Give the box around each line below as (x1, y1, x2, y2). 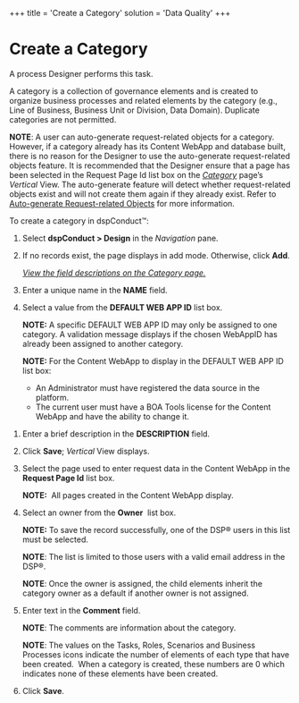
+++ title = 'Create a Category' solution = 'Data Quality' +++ (9, 8, 231, 18)
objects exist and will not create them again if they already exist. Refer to (9, 188, 277, 199)
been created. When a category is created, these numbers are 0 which (21, 658, 286, 669)
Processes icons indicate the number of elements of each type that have (21, 648, 290, 660)
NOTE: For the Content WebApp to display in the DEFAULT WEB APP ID (21, 355, 284, 366)
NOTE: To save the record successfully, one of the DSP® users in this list (21, 524, 291, 535)
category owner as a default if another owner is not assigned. (21, 588, 249, 598)
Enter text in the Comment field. (21, 605, 141, 615)
